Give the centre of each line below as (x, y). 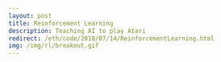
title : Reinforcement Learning (61, 23)
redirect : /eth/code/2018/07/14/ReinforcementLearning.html (112, 38)
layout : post (30, 16)
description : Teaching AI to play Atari (77, 31)
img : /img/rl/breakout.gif (54, 46)
